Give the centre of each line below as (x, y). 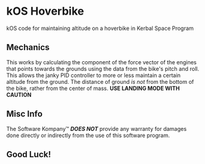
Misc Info (24, 114)
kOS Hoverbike (45, 11)
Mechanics (28, 47)
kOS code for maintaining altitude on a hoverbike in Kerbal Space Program (100, 28)
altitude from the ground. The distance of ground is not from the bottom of (100, 81)
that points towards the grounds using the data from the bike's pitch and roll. (103, 69)
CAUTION (19, 95)
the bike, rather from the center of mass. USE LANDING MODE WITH (93, 88)
